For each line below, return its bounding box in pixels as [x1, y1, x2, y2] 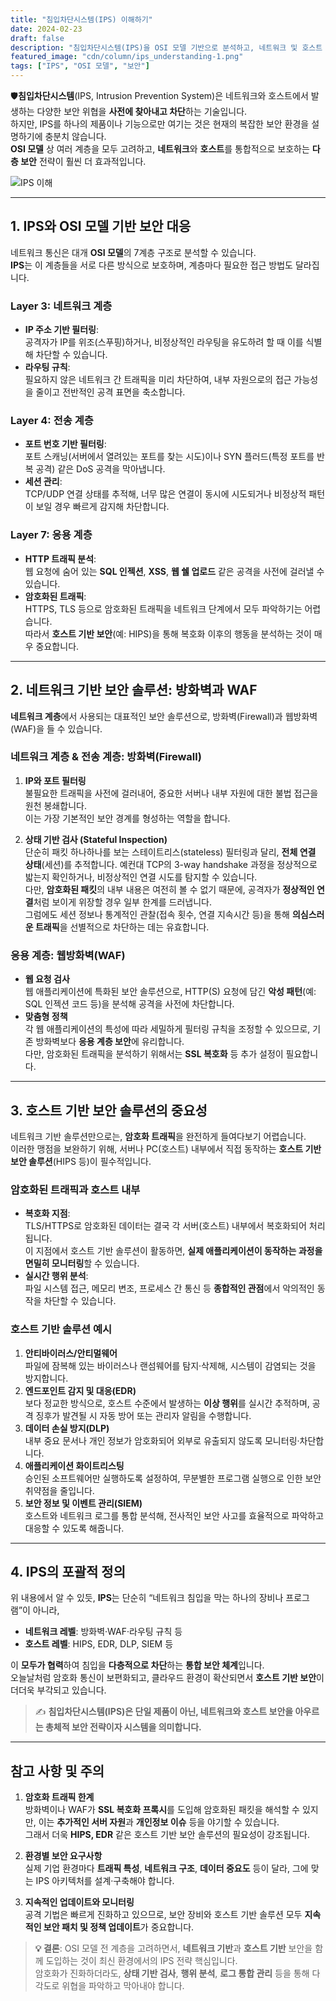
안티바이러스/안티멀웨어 [24, 1347, 118, 1359]
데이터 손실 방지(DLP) [24, 1422, 110, 1434]
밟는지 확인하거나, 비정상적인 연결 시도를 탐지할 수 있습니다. [24, 871, 258, 883]
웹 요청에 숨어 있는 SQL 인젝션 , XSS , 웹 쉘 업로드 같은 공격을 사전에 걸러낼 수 [24, 565, 325, 577]
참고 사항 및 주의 [10, 1762, 105, 1780]
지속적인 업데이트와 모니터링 [24, 1896, 135, 1908]
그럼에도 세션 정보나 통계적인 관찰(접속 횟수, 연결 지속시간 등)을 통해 [24, 908, 290, 920]
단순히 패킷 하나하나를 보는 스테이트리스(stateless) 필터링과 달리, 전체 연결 [24, 846, 317, 858]
